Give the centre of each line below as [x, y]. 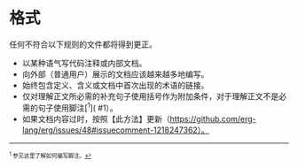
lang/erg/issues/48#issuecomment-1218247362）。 [116, 130]
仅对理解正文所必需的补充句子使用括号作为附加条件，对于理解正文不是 [150, 96]
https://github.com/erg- [213, 118]
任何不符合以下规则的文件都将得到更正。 [83, 44]
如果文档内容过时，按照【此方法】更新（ [96, 118]
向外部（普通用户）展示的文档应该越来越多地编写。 [115, 74]
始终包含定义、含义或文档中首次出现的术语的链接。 [115, 85]
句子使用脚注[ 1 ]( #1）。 [78, 107]
